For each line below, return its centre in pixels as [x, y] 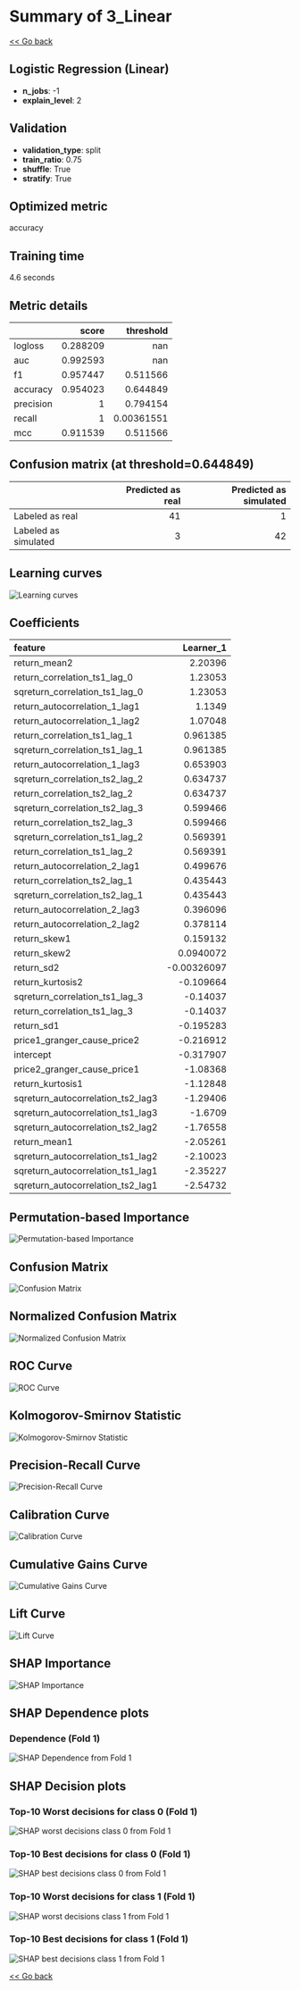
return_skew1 [42, 939]
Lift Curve [37, 1614]
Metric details [49, 305]
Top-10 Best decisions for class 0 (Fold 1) [100, 1853]
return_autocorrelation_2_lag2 [77, 924]
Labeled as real [46, 515]
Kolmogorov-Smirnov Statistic [96, 1416]
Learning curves [56, 573]
